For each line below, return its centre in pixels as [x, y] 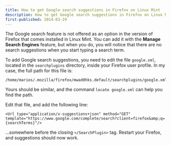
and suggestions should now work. [42, 138]
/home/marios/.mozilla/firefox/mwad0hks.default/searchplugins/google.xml [86, 80]
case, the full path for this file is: [39, 71]
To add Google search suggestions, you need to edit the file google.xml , [81, 60]
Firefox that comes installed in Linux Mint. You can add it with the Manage [83, 39]
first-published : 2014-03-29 [36, 19]
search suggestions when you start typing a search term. [65, 50]
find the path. [19, 95]
